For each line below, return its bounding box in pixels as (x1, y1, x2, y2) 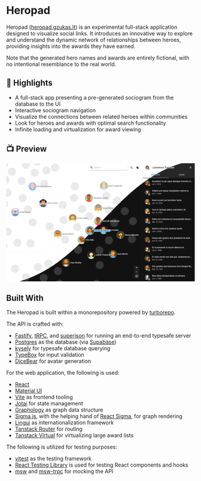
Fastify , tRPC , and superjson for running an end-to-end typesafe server (14, 332, 191, 339)
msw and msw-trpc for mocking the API (14, 468, 114, 475)
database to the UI (14, 100, 61, 107)
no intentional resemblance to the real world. (6, 61, 117, 68)
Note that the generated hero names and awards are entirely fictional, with (6, 54, 190, 61)
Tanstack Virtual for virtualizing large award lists (14, 432, 134, 439)
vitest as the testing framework (14, 455, 92, 462)
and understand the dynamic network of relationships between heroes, (6, 36, 181, 43)
